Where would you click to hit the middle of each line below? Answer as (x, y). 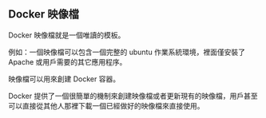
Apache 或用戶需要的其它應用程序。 (67, 61)
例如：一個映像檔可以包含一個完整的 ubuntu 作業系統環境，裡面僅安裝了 (127, 52)
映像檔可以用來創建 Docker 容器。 (64, 79)
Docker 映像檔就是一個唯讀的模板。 (67, 35)
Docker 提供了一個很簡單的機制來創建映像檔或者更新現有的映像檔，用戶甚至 (133, 96)
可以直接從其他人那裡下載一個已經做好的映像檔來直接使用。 (106, 105)
